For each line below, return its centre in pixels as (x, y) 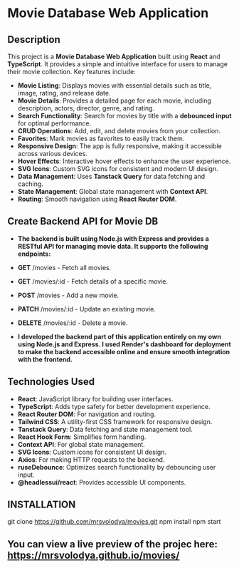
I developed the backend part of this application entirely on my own (119, 336)
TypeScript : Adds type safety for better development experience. (114, 406)
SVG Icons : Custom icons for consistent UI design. (92, 452)
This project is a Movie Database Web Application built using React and (114, 56)
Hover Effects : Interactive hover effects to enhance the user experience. (124, 161)
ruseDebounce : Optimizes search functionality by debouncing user (117, 467)
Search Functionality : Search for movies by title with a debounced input (124, 116)
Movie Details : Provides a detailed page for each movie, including (115, 100)
